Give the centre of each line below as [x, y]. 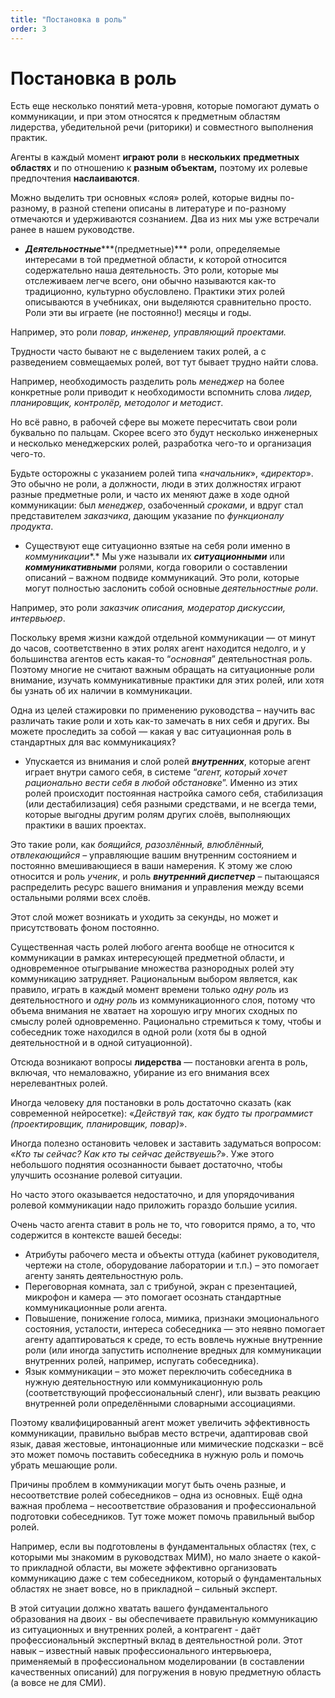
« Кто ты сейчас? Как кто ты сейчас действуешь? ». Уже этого [142, 1154]
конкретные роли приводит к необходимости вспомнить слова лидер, [161, 392]
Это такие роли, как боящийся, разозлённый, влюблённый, [137, 845]
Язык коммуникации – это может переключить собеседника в [158, 1372]
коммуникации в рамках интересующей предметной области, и [147, 958]
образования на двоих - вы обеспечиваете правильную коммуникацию [164, 1619]
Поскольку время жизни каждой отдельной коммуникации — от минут [163, 638]
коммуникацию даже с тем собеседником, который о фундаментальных [166, 1578]
